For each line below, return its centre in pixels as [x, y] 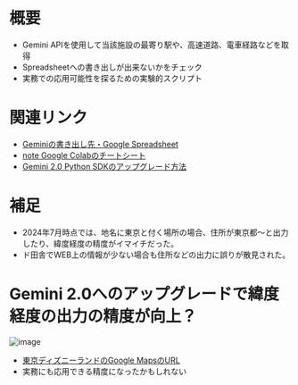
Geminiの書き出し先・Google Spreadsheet [100, 144]
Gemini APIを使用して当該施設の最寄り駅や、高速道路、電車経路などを [152, 45]
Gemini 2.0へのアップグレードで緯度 [144, 294]
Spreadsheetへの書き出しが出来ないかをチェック [112, 67]
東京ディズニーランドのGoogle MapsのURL [101, 360]
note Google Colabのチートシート [84, 155]
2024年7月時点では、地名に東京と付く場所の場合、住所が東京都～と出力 [155, 232]
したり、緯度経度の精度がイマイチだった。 [100, 243]
